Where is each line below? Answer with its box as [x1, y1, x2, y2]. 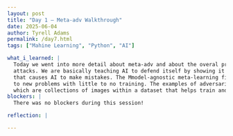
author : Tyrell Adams [7, 29, 70, 37]
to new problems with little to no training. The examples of [13, 80, 197, 87]
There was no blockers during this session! [13, 99, 144, 107]
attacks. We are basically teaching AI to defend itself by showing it [13, 67, 225, 75]
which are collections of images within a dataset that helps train [13, 87, 216, 94]
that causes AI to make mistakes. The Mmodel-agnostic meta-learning [13, 74, 218, 81]
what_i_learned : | [7, 55, 60, 62]
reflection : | [7, 112, 49, 119]
